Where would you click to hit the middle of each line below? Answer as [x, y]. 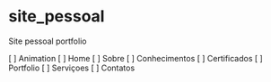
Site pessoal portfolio [48, 41]
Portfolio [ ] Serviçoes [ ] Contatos [72, 68]
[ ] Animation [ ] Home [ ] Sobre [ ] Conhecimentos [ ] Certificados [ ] [136, 58]
